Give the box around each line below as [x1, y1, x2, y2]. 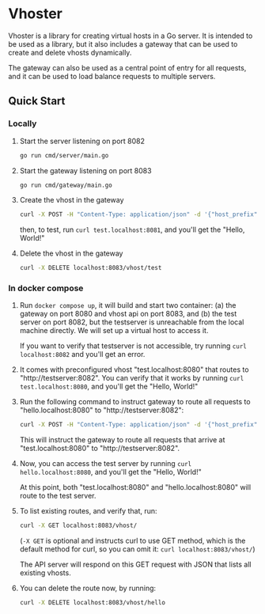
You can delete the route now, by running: [19, 583, 157, 593]
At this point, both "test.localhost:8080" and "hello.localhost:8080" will [19, 483, 252, 492]
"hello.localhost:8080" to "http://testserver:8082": [19, 405, 184, 415]
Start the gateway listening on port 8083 [19, 165, 152, 175]
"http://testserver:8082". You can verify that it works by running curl [19, 373, 244, 383]
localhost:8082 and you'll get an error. [19, 350, 146, 359]
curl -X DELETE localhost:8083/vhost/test [19, 264, 162, 272]
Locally [8, 118, 37, 129]
